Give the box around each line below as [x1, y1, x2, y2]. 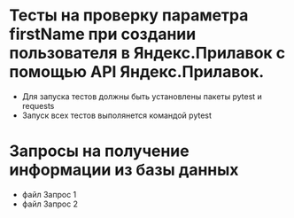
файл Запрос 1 [21, 189, 77, 199]
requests [21, 100, 55, 111]
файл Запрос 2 [21, 199, 78, 209]
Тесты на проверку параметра [9, 5, 249, 26]
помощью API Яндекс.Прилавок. [9, 62, 265, 82]
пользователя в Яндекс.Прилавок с [9, 43, 286, 63]
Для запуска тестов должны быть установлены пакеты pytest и [21, 90, 263, 102]
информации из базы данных [9, 160, 239, 180]
